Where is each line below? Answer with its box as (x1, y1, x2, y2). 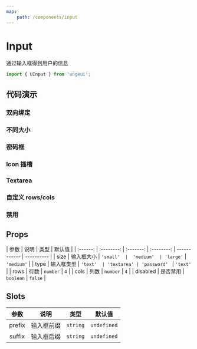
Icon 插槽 (6, 160, 33, 169)
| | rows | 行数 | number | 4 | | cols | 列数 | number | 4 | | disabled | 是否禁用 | (6, 268, 185, 275)
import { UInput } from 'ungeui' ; (6, 71, 91, 77)
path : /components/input (17, 14, 78, 20)
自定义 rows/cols (6, 193, 55, 202)
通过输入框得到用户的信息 (6, 60, 68, 67)
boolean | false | (6, 274, 46, 281)
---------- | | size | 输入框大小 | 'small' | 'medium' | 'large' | (25, 253, 187, 260)
